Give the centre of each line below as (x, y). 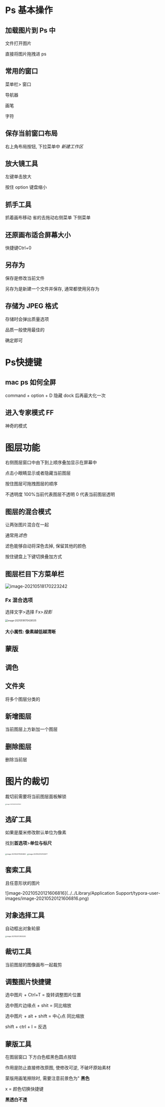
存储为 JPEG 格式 (32, 306)
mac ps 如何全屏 (31, 383)
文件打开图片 (18, 43)
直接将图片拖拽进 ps (26, 54)
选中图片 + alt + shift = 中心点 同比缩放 (45, 1016)
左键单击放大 (18, 177)
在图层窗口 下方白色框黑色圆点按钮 (41, 1057)
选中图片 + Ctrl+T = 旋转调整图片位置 (43, 995)
